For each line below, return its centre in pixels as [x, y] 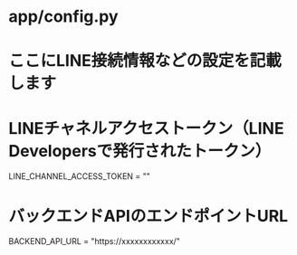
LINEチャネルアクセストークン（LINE [146, 128]
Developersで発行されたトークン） [140, 151]
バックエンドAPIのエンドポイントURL [148, 216]
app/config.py [63, 17]
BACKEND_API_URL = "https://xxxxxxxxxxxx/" [94, 241]
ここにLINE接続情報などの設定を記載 [145, 61]
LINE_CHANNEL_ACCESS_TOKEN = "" [80, 176]
